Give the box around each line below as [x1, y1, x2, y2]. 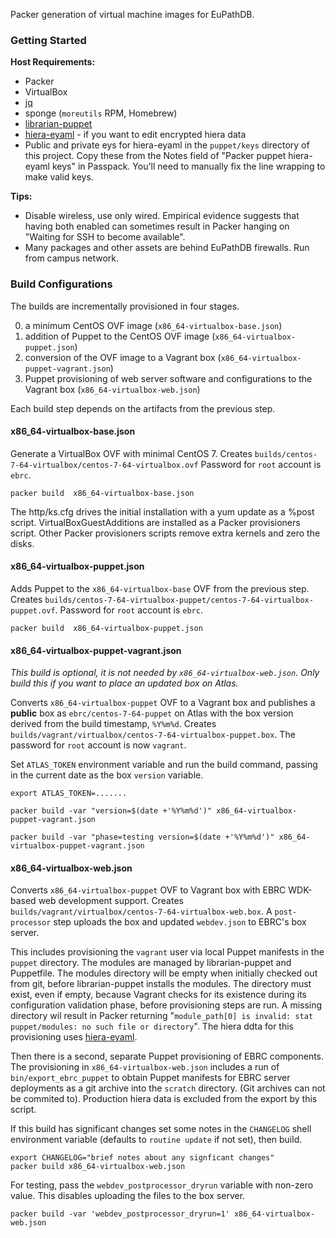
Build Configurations [10, 277, 113, 291]
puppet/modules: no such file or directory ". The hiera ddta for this [10, 1020, 294, 1033]
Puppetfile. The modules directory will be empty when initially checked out [10, 967, 318, 979]
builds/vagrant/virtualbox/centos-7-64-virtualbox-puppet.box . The [10, 729, 296, 741]
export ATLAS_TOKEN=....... [10, 789, 128, 799]
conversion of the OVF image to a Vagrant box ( [24, 351, 222, 363]
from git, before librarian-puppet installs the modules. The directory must [10, 978, 312, 990]
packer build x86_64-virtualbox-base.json [10, 488, 195, 498]
